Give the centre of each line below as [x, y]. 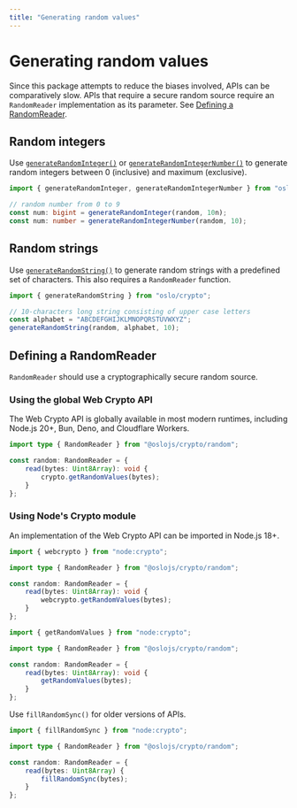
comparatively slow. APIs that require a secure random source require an [142, 95]
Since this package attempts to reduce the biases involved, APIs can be [140, 86]
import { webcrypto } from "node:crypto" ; [88, 551]
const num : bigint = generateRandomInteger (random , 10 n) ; [118, 213]
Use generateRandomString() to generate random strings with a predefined [145, 270]
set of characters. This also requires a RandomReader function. [120, 279]
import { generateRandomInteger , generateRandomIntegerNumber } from [140, 189]
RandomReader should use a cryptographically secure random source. [133, 377]
